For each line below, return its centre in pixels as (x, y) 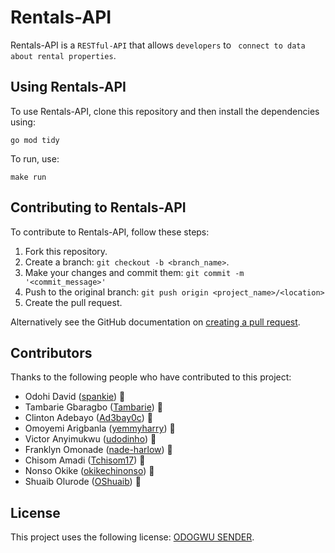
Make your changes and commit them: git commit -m (134, 272)
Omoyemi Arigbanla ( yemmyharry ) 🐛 (100, 428)
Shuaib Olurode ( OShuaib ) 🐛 (83, 482)
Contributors (51, 352)
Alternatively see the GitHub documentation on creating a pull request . (155, 322)
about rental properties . (63, 55)
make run (28, 177)
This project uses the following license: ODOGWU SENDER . (132, 537)
